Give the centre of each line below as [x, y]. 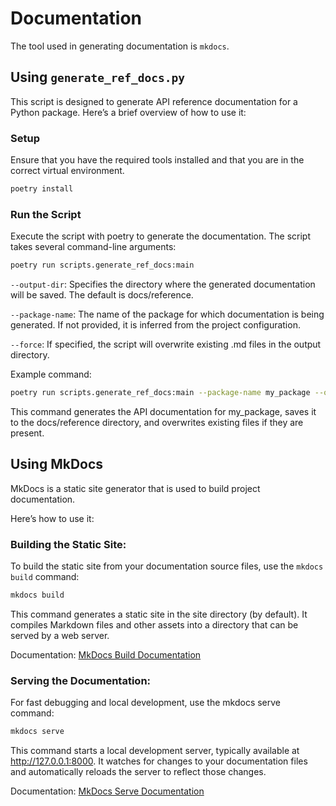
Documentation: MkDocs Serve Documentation [107, 791]
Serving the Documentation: [81, 680]
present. [27, 433]
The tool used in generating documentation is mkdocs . [120, 46]
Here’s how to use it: [52, 518]
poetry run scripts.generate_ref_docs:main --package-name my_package [160, 393]
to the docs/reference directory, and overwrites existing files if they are [157, 422]
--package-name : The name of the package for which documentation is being [167, 314]
